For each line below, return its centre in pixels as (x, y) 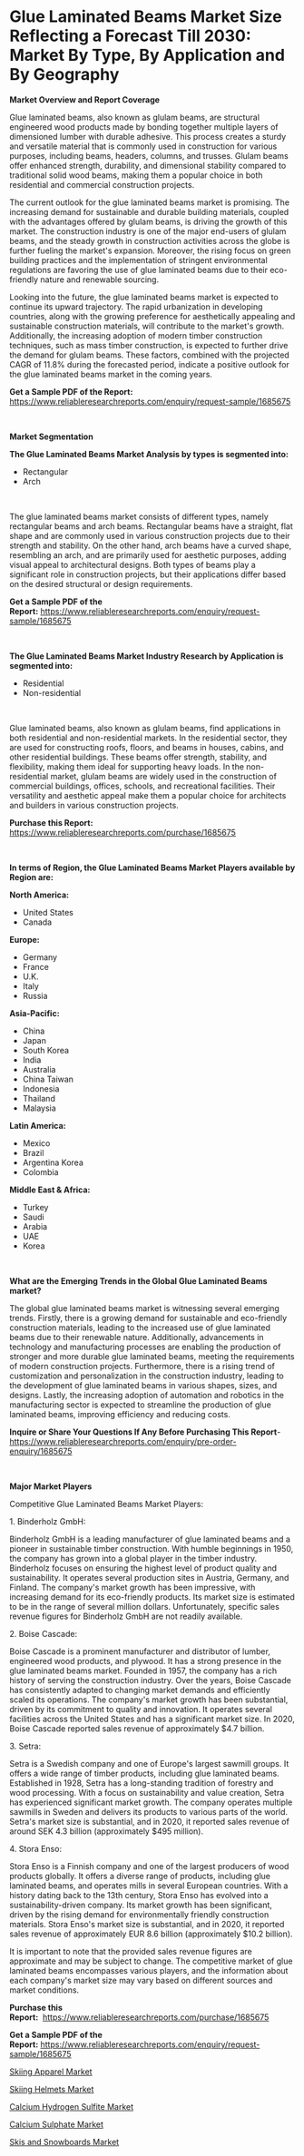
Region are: (32, 877)
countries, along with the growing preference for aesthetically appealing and (152, 316)
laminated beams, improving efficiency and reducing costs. (120, 1414)
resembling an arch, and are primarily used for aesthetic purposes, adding (148, 554)
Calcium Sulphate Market (57, 2124)
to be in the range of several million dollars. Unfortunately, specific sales (144, 1606)
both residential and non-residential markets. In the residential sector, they (148, 738)
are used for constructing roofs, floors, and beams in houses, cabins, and (147, 747)
